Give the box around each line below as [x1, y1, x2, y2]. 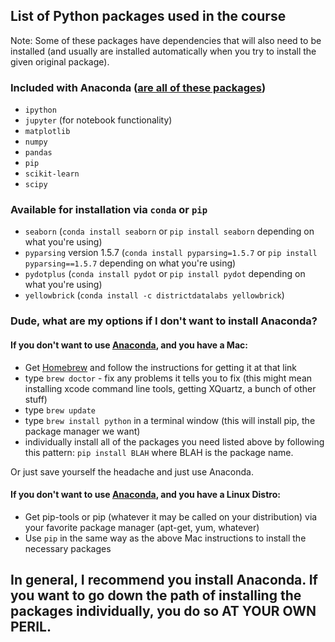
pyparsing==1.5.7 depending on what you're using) [24, 257, 237, 269]
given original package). [10, 55, 110, 68]
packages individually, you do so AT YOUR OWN [10, 603, 317, 620]
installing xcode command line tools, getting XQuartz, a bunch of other [24, 382, 317, 394]
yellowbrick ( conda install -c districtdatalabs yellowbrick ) [24, 289, 285, 301]
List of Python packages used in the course [10, 8, 287, 25]
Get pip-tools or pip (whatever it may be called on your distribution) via [24, 510, 318, 523]
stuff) [24, 393, 48, 405]
